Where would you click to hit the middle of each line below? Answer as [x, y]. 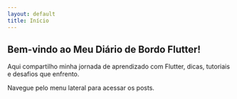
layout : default [31, 14]
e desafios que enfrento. [43, 74]
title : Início [28, 21]
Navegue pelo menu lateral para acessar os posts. [81, 88]
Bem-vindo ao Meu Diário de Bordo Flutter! [104, 49]
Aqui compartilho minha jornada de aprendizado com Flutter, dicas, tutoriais [118, 67]
